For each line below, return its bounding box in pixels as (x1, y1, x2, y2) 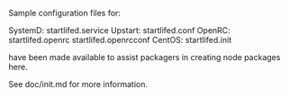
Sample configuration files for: (8, 8, 121, 18)
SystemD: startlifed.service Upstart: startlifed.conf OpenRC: (8, 25, 231, 35)
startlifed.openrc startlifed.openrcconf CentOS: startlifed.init (8, 35, 231, 45)
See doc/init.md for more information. (8, 79, 148, 89)
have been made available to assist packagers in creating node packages (8, 52, 281, 62)
